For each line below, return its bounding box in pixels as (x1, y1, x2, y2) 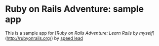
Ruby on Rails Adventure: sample (5, 3, 144, 15)
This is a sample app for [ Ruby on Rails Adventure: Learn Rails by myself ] (5, 30, 155, 36)
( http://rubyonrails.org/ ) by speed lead (5, 35, 83, 41)
